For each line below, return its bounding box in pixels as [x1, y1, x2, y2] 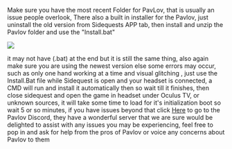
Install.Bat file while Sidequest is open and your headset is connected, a [7, 76, 213, 85]
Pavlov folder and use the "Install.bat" [7, 28, 116, 36]
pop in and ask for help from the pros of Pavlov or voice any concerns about [7, 128, 225, 136]
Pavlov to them [7, 135, 50, 143]
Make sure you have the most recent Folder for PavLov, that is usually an [7, 6, 215, 14]
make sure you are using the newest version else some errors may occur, [7, 62, 216, 70]
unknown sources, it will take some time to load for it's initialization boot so [7, 98, 222, 107]
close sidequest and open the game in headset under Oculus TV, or [7, 91, 199, 99]
